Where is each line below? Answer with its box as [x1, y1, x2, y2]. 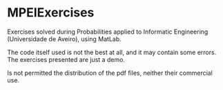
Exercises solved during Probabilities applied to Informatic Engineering [7, 27, 209, 36]
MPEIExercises [7, 5, 95, 21]
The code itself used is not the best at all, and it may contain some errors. [7, 48, 217, 56]
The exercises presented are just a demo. [7, 55, 126, 63]
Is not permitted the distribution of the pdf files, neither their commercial [7, 69, 213, 77]
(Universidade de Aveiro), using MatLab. [7, 34, 122, 43]
